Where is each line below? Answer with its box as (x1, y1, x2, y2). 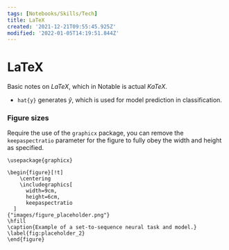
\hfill (7, 218, 26, 225)
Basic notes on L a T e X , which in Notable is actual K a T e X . (7, 83, 168, 91)
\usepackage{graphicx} (7, 157, 73, 164)
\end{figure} (7, 236, 45, 243)
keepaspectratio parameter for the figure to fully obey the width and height (7, 136, 222, 144)
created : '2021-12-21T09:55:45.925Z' (7, 23, 117, 30)
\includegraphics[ (19, 181, 73, 188)
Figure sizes (7, 113, 49, 123)
